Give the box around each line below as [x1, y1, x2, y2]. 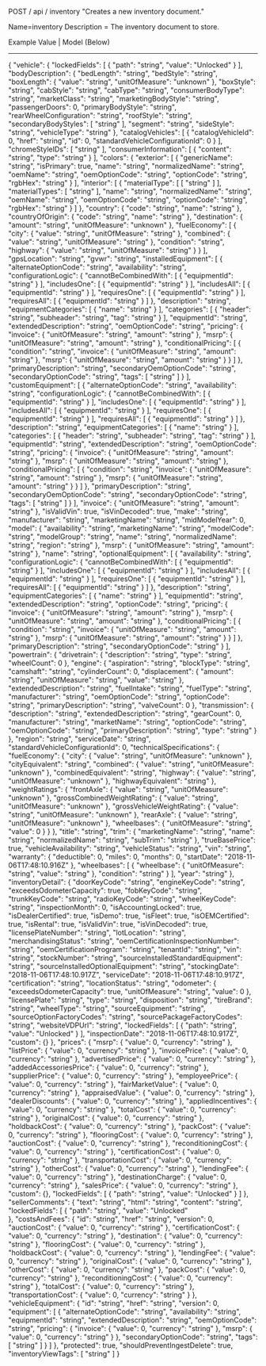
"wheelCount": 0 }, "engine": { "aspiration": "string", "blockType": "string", [8, 658, 251, 668]
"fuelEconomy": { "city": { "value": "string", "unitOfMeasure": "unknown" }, [8, 751, 253, 760]
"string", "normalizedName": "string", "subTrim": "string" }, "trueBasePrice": [8, 836, 256, 844]
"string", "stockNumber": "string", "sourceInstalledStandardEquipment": [8, 953, 243, 962]
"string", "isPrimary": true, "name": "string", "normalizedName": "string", [8, 162, 245, 170]
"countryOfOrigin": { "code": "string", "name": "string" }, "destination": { [8, 212, 244, 221]
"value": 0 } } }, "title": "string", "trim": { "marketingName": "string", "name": [8, 827, 256, 836]
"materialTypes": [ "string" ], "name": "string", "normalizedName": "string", [8, 186, 253, 196]
